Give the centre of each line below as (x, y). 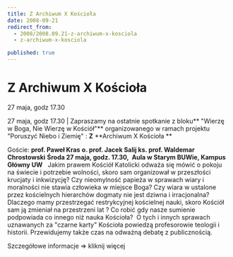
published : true (31, 53)
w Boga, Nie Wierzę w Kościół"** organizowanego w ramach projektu (109, 128)
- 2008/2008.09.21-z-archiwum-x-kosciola (76, 34)
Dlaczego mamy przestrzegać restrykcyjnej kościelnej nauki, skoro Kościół (116, 202)
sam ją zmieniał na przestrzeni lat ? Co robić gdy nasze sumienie (101, 210)
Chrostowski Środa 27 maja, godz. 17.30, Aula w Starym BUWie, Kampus (116, 157)
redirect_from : (30, 27)
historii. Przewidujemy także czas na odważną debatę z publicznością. (110, 232)
